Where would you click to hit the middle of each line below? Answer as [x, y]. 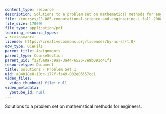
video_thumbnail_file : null [39, 83]
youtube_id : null [27, 92]
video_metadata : [22, 88]
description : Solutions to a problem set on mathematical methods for [79, 14]
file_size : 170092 [24, 23]
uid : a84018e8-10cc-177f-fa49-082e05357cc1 [51, 74]
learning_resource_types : [32, 33]
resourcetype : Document [30, 65]
